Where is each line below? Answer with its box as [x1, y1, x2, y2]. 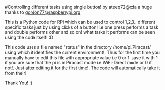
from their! [5, 70, 27, 76]
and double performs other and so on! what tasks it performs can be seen [5, 30, 155, 35]
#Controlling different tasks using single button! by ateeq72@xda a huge [5, 4, 152, 10]
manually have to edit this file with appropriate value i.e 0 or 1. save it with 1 [5, 55, 158, 60]
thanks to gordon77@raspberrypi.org [5, 9, 81, 15]
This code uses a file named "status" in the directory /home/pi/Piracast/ [5, 44, 151, 50]
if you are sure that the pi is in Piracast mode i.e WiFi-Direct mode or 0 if [5, 60, 152, 65]
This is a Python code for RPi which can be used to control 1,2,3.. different [5, 19, 155, 25]
